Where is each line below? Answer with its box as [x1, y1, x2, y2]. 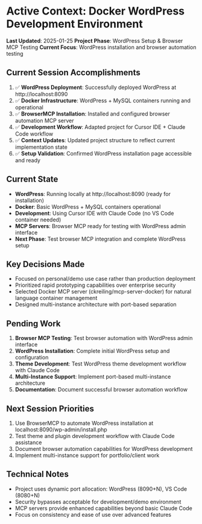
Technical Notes [6, 469, 69, 479]
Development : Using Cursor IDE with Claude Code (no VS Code [14, 209, 174, 217]
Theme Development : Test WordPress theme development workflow [14, 360, 187, 367]
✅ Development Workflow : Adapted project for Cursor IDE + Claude [14, 123, 186, 131]
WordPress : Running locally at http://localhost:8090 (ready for [14, 190, 171, 197]
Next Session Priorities [6, 404, 95, 414]
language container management [14, 295, 98, 302]
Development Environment [6, 17, 143, 31]
